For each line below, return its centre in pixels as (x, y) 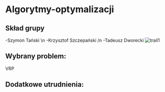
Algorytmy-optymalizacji (60, 9)
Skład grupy (25, 28)
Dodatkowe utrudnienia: (45, 85)
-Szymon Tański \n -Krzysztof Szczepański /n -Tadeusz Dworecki (75, 40)
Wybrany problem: (36, 56)
